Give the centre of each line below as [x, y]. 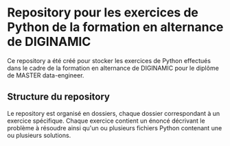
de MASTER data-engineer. [46, 75]
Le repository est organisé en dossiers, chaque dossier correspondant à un [114, 113]
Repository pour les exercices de [103, 13]
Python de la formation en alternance [115, 27]
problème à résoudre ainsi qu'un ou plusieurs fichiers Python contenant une [115, 127]
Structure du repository [58, 97]
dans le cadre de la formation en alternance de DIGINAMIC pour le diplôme [113, 68]
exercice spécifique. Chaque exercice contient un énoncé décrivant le [106, 121]
